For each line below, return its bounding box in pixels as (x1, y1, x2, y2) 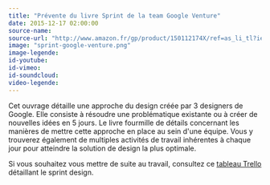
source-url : (8, 34, 48, 42)
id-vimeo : (8, 64, 42, 72)
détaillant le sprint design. (8, 167, 94, 177)
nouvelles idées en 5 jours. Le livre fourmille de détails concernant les (8, 118, 239, 127)
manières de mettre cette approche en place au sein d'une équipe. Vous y (8, 126, 253, 136)
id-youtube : (8, 57, 48, 65)
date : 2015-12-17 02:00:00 (8, 19, 99, 27)
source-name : (8, 26, 52, 34)
